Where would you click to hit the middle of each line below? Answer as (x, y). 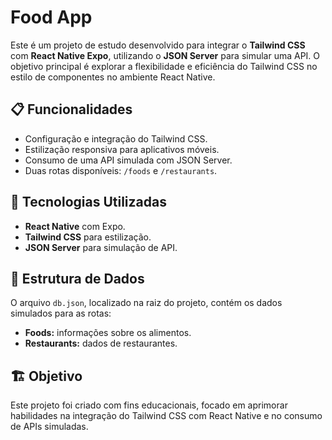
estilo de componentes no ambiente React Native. (113, 77)
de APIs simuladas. (49, 427)
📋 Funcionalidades (71, 109)
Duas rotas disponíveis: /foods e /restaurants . (121, 170)
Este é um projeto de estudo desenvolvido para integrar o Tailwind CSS (158, 45)
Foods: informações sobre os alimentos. (108, 333)
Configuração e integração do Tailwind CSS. (116, 138)
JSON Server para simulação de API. (101, 247)
